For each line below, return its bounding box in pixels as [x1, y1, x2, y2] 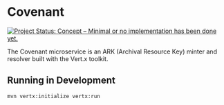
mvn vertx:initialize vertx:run [7, 93, 100, 100]
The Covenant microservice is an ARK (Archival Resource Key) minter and [7, 47, 218, 56]
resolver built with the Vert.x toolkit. [7, 54, 109, 62]
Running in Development [7, 75, 116, 86]
